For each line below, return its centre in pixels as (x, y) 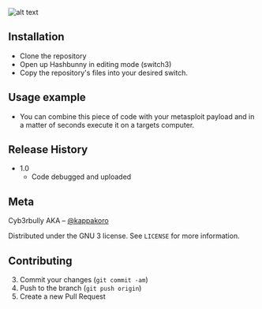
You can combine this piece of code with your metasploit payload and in (137, 116)
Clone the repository (53, 56)
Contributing (40, 261)
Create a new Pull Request (63, 296)
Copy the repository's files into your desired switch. (103, 73)
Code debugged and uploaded (81, 177)
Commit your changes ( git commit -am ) (84, 280)
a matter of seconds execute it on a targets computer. (107, 125)
